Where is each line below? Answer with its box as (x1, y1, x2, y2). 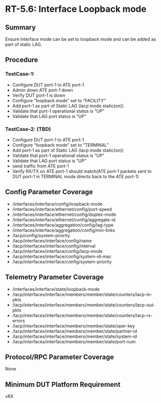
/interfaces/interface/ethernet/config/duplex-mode (12, 211, 117, 217)
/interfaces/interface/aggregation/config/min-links (12, 227, 115, 233)
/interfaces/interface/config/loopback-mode (12, 201, 103, 207)
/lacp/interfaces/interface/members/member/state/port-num (12, 338, 136, 344)
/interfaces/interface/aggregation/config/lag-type (12, 222, 114, 228)
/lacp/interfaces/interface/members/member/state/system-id (12, 333, 137, 339)
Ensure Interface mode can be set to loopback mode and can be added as (5, 36, 157, 42)
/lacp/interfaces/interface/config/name (12, 238, 92, 243)
